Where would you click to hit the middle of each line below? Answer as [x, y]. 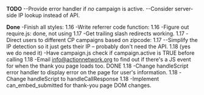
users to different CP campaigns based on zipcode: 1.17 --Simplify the [110, 40]
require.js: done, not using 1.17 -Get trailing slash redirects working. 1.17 [95, 33]
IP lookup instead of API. [49, 15]
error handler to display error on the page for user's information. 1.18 [92, 72]
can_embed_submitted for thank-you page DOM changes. [79, 85]
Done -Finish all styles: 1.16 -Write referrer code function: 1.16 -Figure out [98, 27]
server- [184, 9]
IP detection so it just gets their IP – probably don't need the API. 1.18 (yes [98, 46]
